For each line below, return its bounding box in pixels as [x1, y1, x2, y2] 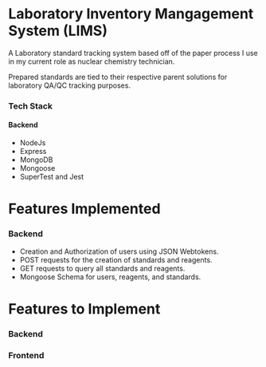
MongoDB [19, 155, 53, 164]
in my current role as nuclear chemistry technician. [8, 57, 175, 66]
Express [19, 147, 47, 156]
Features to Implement [8, 300, 161, 318]
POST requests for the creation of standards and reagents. [19, 255, 213, 264]
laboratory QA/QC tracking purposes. [8, 81, 131, 90]
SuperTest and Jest [19, 172, 84, 182]
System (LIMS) [8, 22, 108, 40]
